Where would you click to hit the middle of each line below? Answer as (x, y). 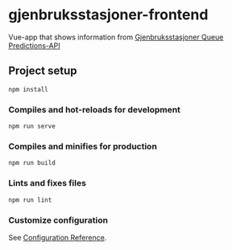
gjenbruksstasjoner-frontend (108, 15)
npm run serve (32, 126)
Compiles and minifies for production (83, 146)
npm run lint (30, 200)
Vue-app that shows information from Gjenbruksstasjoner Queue (116, 37)
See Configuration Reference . (58, 237)
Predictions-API (34, 45)
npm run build (32, 163)
